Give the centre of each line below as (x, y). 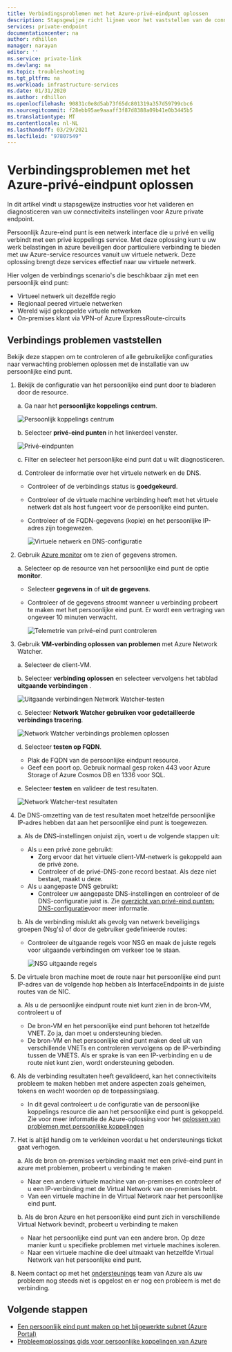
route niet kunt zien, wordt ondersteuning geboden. (101, 1063)
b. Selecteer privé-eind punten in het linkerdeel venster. (97, 433)
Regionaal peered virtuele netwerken (70, 304)
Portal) (27, 1334)
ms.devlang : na (29, 65)
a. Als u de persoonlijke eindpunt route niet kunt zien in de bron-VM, (114, 1005)
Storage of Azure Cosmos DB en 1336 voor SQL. (96, 775)
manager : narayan (32, 46)
